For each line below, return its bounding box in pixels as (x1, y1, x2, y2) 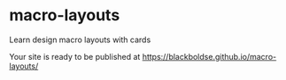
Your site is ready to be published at (9, 51, 141, 62)
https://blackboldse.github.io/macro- (142, 51, 277, 62)
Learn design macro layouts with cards (9, 34, 151, 45)
